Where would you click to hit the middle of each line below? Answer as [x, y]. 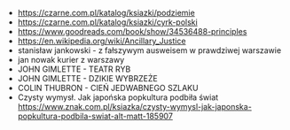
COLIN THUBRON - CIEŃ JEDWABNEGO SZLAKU [108, 88]
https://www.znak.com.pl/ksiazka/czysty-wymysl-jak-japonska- [135, 107]
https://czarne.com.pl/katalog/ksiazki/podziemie [106, 13]
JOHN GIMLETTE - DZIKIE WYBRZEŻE [87, 78]
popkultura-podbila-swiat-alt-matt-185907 [95, 116]
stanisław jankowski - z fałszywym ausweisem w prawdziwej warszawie [149, 50]
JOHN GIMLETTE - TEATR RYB [74, 69]
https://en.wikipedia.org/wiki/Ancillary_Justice [102, 41]
